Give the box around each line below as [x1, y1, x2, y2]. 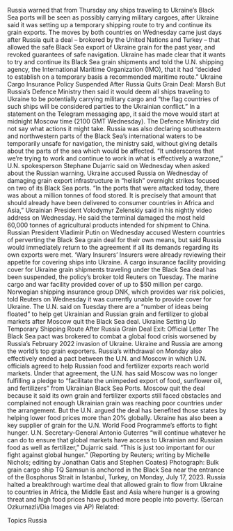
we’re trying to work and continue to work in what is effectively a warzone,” [7, 154, 223, 163]
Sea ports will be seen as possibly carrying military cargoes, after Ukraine [7, 13, 219, 22]
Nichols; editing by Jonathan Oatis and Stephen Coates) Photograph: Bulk [7, 458, 219, 466]
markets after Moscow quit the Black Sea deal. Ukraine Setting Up [7, 317, 197, 325]
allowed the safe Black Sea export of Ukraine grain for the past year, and [7, 43, 216, 51]
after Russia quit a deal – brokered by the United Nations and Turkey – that [7, 36, 220, 44]
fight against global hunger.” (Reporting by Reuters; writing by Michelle [7, 451, 211, 459]
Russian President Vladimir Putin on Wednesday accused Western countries [7, 228, 225, 237]
